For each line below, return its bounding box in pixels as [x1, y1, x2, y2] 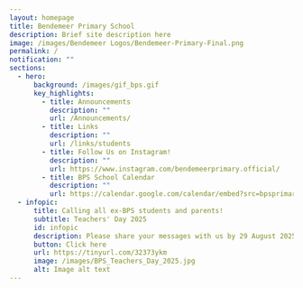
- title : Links [41, 123, 99, 132]
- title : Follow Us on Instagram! [41, 147, 171, 156]
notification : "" [9, 55, 75, 64]
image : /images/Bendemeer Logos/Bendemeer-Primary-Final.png [9, 38, 244, 48]
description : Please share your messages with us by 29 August [32, 231, 277, 240]
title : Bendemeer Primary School [9, 22, 135, 31]
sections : [9, 64, 47, 73]
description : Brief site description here [9, 30, 171, 39]
